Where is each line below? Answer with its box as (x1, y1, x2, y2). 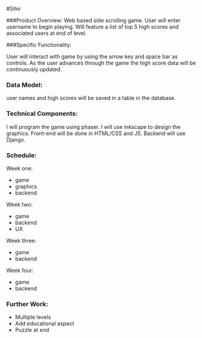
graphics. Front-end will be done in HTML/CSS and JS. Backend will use (6, 130, 186, 137)
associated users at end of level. (6, 30, 87, 37)
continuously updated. (6, 66, 62, 73)
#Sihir (6, 5, 21, 12)
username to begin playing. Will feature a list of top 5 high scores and (6, 23, 179, 30)
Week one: (6, 164, 33, 172)
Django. (6, 136, 26, 143)
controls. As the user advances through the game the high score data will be (6, 60, 197, 66)
